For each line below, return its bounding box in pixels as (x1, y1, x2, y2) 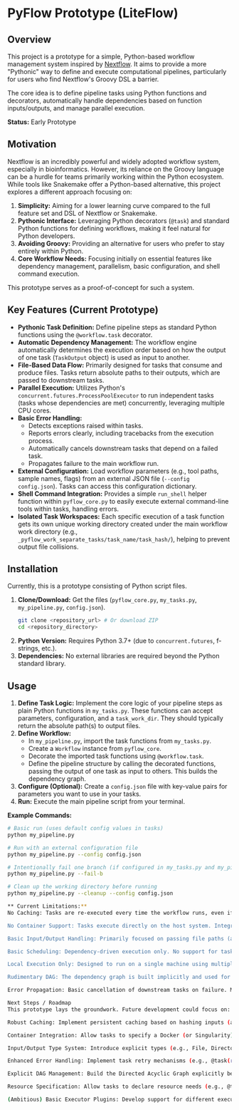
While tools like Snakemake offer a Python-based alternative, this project (7, 180, 221, 188)
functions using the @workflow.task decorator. (17, 330, 153, 339)
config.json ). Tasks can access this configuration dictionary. (17, 482, 197, 490)
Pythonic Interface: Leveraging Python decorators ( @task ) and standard (17, 216, 230, 225)
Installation (7, 563, 58, 575)
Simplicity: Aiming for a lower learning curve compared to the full (17, 201, 211, 209)
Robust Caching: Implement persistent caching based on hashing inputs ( (7, 1019, 231, 1026)
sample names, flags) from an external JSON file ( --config (17, 474, 190, 482)
